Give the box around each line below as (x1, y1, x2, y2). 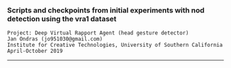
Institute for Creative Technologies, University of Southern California (7, 42, 223, 49)
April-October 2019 (7, 47, 63, 55)
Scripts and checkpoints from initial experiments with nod (7, 5, 205, 15)
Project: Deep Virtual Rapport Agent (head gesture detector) (7, 30, 189, 36)
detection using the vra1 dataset (7, 14, 117, 23)
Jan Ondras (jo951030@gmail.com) (7, 36, 103, 43)
